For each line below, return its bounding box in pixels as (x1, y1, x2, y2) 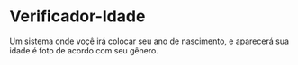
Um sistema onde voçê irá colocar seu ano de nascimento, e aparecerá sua (9, 36, 290, 46)
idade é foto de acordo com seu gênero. (9, 45, 159, 55)
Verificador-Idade (9, 6, 146, 27)
